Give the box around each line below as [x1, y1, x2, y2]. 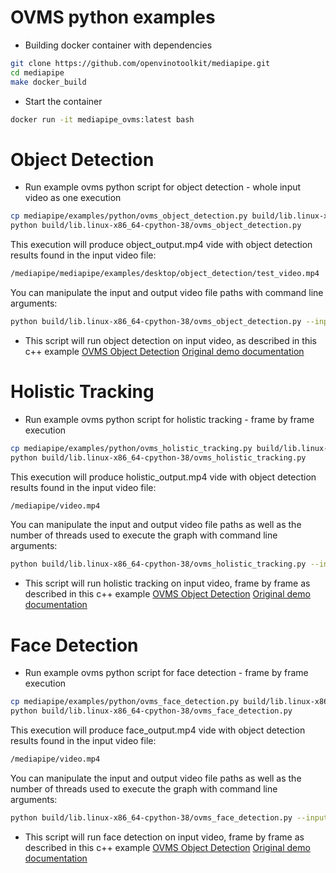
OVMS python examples [10, 6, 216, 29]
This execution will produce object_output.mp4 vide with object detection [10, 239, 313, 251]
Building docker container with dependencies [24, 39, 213, 51]
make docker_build [10, 77, 87, 87]
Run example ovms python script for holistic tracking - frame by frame [24, 413, 315, 425]
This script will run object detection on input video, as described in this [24, 334, 317, 346]
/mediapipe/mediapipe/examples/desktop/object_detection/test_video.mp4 [10, 269, 320, 279]
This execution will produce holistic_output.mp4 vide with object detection [10, 471, 317, 483]
